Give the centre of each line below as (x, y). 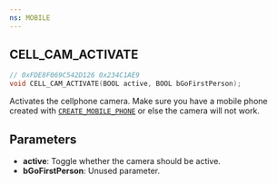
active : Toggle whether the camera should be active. (121, 161)
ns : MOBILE (30, 18)
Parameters (43, 139)
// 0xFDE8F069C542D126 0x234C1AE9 (75, 75)
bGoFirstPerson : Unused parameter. (91, 170)
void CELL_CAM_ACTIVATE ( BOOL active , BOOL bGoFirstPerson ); (126, 84)
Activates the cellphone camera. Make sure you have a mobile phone (138, 102)
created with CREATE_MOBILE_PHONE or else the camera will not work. (135, 111)
